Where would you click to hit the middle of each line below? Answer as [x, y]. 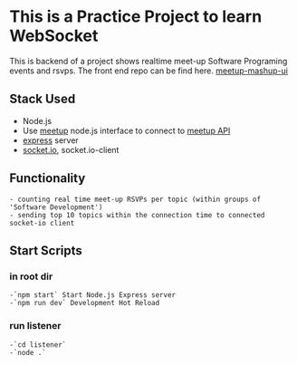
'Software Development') [56, 207]
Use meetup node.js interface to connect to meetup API [126, 130]
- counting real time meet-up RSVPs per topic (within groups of [135, 199]
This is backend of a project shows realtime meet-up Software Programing [148, 61]
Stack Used [43, 99]
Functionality [48, 178]
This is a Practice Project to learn [136, 17]
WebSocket [54, 36]
